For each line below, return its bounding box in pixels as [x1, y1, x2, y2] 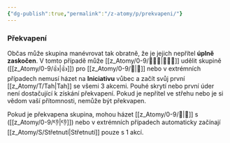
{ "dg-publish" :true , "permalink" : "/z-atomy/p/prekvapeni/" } [7, 10, 183, 17]
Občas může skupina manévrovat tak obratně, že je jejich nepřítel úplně [7, 49, 215, 57]
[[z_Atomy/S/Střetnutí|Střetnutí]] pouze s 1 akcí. [7, 128, 144, 136]
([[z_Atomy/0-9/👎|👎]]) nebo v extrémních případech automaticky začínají [7, 118, 221, 126]
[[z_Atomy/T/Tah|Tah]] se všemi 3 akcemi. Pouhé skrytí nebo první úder [7, 82, 215, 90]
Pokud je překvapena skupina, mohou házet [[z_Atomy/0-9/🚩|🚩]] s [7, 110, 199, 119]
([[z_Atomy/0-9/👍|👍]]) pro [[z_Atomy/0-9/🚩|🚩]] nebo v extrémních [7, 64, 201, 73]
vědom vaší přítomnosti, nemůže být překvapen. [7, 96, 147, 105]
